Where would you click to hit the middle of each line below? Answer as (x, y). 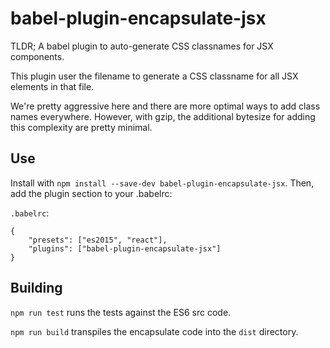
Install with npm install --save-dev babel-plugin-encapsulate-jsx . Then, (162, 183)
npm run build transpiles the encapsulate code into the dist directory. (154, 331)
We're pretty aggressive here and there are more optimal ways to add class (165, 106)
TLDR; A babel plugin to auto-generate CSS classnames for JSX (142, 46)
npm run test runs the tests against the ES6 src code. (121, 312)
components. (37, 56)
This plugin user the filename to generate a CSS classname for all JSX (154, 76)
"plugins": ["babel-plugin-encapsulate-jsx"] (125, 248)
